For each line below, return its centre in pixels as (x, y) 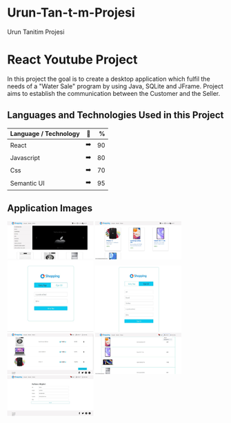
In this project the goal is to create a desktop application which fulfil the (109, 79)
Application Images (50, 208)
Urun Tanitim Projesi (36, 32)
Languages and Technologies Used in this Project (115, 115)
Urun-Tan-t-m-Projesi (71, 13)
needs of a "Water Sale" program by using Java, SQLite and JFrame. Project (115, 86)
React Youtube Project (72, 60)
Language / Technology (45, 134)
